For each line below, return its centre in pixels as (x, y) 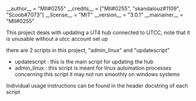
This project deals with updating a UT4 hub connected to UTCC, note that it (98, 32)
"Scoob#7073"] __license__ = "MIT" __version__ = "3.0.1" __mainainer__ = (95, 15)
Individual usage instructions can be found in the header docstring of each (97, 86)
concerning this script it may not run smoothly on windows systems (97, 74)
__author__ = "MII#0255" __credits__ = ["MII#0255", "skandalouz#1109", (93, 9)
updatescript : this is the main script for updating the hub (84, 62)
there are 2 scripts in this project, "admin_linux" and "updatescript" (88, 50)
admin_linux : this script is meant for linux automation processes (93, 68)
